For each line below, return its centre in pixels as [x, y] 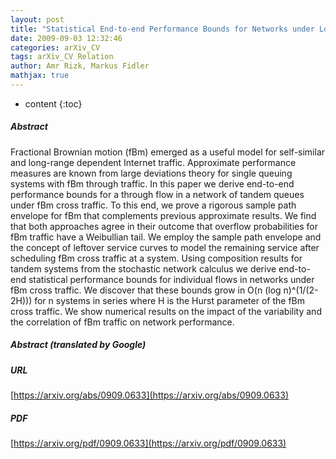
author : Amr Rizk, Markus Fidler [80, 66]
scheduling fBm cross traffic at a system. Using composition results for [156, 258]
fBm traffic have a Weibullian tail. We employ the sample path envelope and [166, 237]
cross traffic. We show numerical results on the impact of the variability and [166, 311]
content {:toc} [53, 103]
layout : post [37, 19]
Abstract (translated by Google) [78, 345]
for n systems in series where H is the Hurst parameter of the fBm [169, 300]
